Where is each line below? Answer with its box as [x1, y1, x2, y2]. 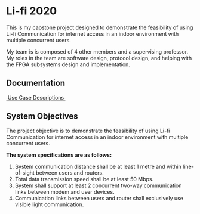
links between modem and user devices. [14, 188, 115, 195]
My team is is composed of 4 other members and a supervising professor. [6, 48, 189, 55]
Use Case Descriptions [7, 94, 64, 101]
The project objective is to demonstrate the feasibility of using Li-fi [6, 127, 170, 134]
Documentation [6, 78, 66, 88]
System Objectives [6, 111, 79, 122]
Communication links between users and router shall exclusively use [14, 194, 184, 201]
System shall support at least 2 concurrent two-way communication [14, 182, 182, 189]
